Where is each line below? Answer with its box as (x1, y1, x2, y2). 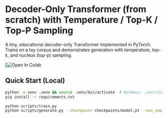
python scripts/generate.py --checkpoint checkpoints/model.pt (5, 108, 140, 113)
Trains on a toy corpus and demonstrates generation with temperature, (5, 47, 151, 53)
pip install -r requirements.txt (5, 94, 75, 99)
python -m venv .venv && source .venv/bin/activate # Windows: (5, 89, 142, 95)
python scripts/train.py (5, 103, 57, 108)
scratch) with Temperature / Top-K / (5, 14, 158, 26)
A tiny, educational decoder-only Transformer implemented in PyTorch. (5, 41, 151, 47)
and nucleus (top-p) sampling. (9, 52, 72, 58)
